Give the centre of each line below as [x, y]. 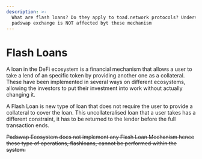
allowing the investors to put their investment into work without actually [94, 88]
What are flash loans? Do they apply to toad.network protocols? [95, 17]
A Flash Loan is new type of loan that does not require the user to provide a [100, 106]
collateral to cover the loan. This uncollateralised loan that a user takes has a [101, 113]
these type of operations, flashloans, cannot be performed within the [92, 143]
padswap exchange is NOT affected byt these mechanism [82, 23]
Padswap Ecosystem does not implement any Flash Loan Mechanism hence [100, 137]
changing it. [21, 95]
